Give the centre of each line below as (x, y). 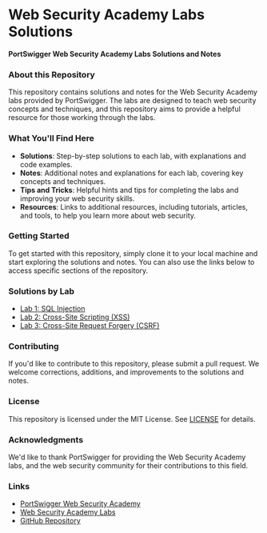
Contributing (34, 347)
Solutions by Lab (41, 291)
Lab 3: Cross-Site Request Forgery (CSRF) (90, 326)
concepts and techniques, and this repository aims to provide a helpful (125, 109)
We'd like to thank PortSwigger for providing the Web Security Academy (127, 457)
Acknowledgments (46, 439)
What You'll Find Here (51, 138)
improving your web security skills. (77, 198)
